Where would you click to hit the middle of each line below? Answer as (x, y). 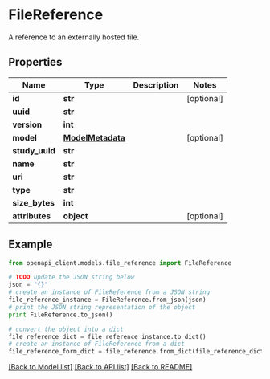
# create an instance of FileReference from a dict (96, 344)
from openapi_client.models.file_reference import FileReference (120, 263)
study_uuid (34, 150)
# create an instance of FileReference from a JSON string (109, 292)
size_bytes (33, 202)
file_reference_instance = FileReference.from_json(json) (107, 300)
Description (156, 84)
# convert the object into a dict (66, 329)
